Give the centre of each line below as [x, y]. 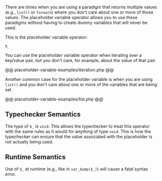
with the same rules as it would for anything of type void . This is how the [78, 131]
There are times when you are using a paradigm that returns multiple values [81, 7]
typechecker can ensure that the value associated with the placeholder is [79, 137]
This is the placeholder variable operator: [46, 37]
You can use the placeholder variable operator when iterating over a [73, 55]
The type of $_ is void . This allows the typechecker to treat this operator [78, 126]
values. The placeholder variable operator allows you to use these [71, 17]
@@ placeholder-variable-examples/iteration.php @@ [60, 70]
